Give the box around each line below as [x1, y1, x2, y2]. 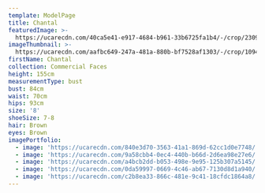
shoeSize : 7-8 [8, 114, 55, 122]
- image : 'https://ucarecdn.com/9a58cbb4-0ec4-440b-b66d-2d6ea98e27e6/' [15, 150, 259, 158]
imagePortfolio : [8, 135, 62, 144]
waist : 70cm [8, 92, 47, 100]
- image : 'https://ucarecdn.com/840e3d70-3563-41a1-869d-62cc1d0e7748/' [15, 143, 259, 151]
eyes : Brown [8, 128, 47, 136]
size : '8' [8, 107, 41, 115]
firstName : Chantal [8, 56, 73, 64]
